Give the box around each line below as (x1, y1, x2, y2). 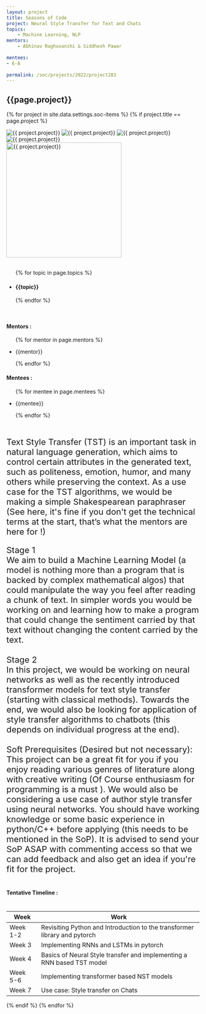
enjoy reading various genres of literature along (6, 764, 195, 775)
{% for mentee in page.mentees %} (15, 388, 105, 395)
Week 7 (9, 986, 32, 994)
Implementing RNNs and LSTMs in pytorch (40, 940, 164, 949)
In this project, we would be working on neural (6, 664, 190, 675)
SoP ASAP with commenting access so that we (6, 843, 193, 855)
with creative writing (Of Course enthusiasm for (6, 774, 195, 785)
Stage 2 (6, 654, 37, 665)
